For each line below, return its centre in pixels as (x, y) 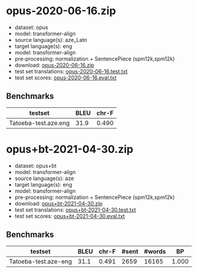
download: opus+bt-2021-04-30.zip (59, 203)
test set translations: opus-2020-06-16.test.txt (71, 71)
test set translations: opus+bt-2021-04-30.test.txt (75, 210)
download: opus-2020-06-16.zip (54, 65)
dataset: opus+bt (35, 166)
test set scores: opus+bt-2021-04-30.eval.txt (70, 216)
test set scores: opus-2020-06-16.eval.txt (66, 78)
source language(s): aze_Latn (51, 40)
